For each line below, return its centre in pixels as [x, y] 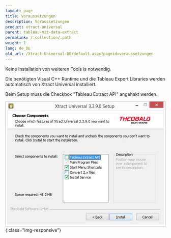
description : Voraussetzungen [37, 21]
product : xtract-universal [34, 27]
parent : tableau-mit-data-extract [42, 32]
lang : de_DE [18, 48]
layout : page [19, 11]
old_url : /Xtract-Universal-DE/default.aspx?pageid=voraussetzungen [79, 54]
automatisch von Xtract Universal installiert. [51, 84]
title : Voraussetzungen [31, 16]
